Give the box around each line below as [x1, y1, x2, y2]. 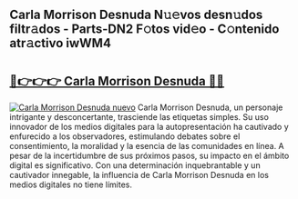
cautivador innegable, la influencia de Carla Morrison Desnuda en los [9, 170, 269, 180]
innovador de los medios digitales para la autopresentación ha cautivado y [9, 122, 289, 132]
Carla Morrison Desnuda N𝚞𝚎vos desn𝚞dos [9, 7, 263, 23]
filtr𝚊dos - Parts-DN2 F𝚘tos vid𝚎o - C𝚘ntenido [9, 22, 280, 37]
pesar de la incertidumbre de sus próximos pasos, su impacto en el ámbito [9, 150, 290, 161]
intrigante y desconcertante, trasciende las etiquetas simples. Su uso [9, 112, 269, 122]
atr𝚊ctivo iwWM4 [9, 35, 112, 51]
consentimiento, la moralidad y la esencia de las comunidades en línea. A [9, 141, 284, 151]
